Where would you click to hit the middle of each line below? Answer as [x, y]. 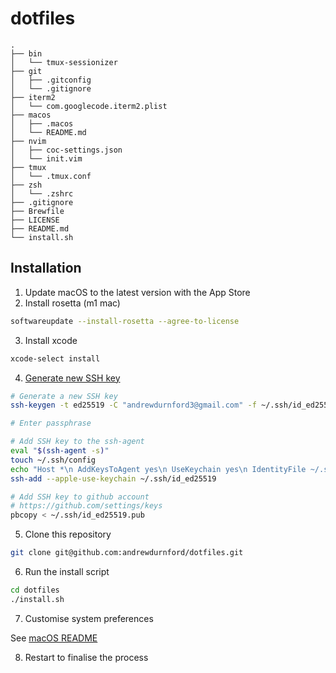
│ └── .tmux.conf [51, 176]
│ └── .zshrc [42, 193]
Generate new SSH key [72, 378]
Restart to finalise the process [86, 657]
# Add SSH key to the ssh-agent [77, 442]
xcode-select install [55, 358]
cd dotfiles [35, 590]
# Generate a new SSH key [64, 396]
